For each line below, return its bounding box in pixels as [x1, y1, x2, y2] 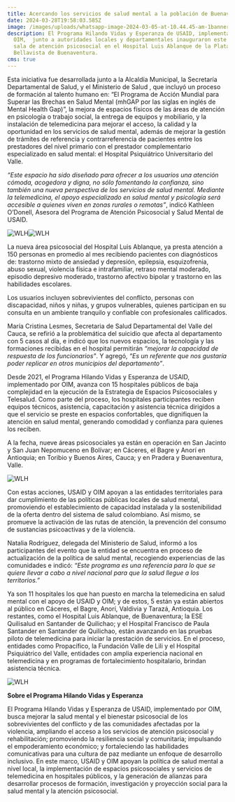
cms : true [7, 56, 36, 63]
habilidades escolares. [7, 280, 72, 288]
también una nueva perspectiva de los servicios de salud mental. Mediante [7, 185, 225, 193]
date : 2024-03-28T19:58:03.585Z [7, 17, 101, 24]
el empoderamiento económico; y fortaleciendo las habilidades [7, 742, 189, 750]
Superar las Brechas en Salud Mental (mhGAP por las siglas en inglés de [7, 97, 216, 106]
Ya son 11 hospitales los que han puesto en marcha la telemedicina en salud [7, 590, 225, 598]
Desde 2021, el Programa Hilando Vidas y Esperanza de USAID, [7, 372, 190, 381]
